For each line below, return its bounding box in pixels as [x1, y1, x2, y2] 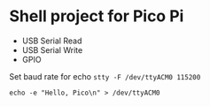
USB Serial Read [21, 35, 82, 46]
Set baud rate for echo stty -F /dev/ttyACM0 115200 [9, 71, 201, 81]
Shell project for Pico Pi [9, 6, 184, 26]
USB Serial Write [21, 44, 83, 55]
